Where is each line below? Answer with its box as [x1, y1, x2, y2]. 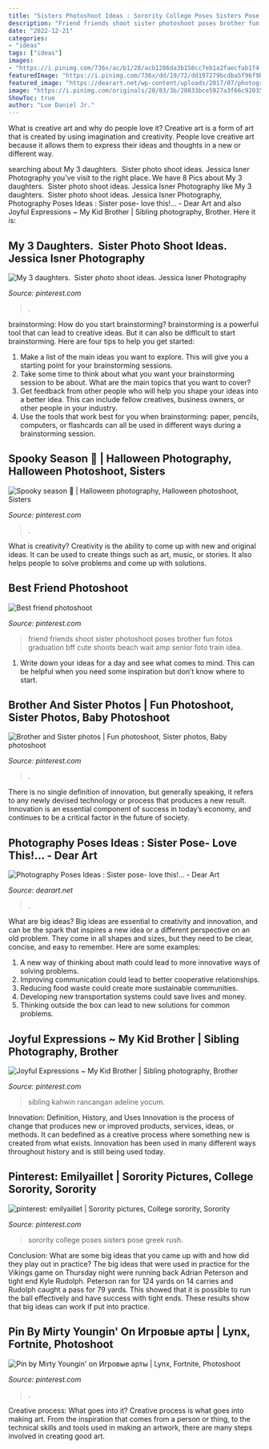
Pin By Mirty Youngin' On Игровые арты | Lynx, [8, 1325, 251, 1339]
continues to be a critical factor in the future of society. [8, 812, 190, 823]
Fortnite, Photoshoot [8, 1337, 114, 1351]
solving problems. [19, 967, 79, 976]
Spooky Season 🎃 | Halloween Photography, [8, 452, 232, 466]
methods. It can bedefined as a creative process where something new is [8, 1129, 251, 1139]
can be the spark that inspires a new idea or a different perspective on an [8, 925, 251, 935]
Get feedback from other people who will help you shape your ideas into [19, 386, 259, 396]
